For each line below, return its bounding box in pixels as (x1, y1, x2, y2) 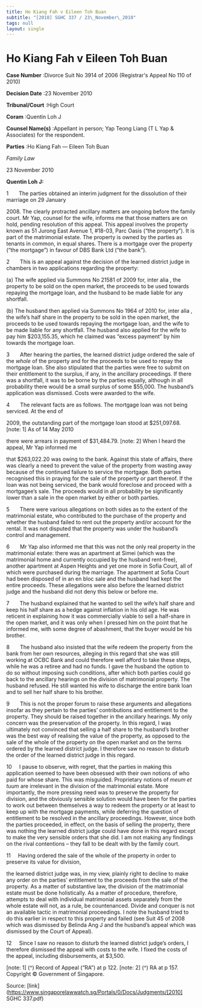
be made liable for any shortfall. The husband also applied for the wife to (6, 327, 187, 334)
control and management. (6, 531, 71, 539)
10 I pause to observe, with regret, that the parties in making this (6, 763, 172, 771)
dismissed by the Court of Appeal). (6, 928, 93, 935)
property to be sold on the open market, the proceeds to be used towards (6, 283, 189, 290)
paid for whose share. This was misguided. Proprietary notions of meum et (6, 776, 192, 783)
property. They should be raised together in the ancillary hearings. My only (6, 713, 192, 721)
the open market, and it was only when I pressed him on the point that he (6, 619, 188, 626)
